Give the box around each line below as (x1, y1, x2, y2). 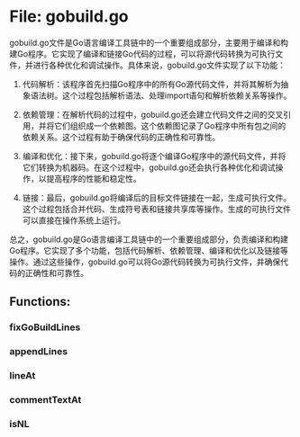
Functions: (9, 294, 71, 309)
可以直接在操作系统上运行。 (22, 214, 126, 226)
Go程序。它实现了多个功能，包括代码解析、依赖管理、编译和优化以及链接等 (9, 245, 288, 255)
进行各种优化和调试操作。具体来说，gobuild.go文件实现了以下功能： (32, 59, 286, 70)
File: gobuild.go (9, 6, 129, 27)
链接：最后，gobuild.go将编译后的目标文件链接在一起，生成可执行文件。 (22, 192, 291, 203)
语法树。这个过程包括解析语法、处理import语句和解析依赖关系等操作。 (30, 90, 292, 101)
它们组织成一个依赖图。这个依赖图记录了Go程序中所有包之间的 (53, 120, 286, 131)
